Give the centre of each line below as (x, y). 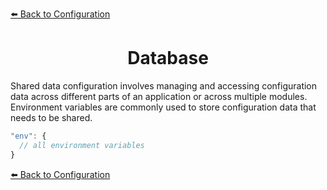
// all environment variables (82, 145)
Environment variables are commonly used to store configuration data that (163, 107)
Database (168, 58)
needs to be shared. (51, 117)
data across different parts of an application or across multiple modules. (159, 96)
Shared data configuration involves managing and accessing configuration (164, 85)
